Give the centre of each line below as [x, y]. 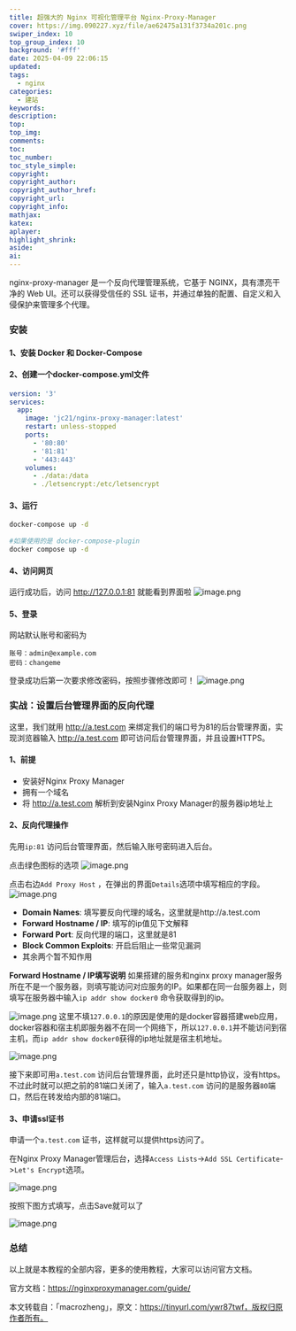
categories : [31, 91]
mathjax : [25, 215]
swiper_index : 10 [41, 34]
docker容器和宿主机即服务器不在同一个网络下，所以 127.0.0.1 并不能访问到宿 [148, 1027]
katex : [21, 223]
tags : [19, 75]
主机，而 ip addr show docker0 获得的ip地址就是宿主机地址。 [118, 1039]
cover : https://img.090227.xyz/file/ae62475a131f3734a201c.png [128, 26]
